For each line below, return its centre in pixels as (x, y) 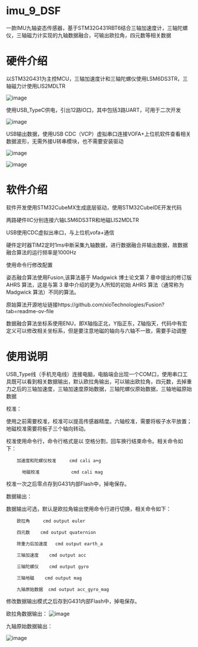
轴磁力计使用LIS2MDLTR (36, 86)
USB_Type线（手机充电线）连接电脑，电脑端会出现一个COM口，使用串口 (94, 374)
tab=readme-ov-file (30, 311)
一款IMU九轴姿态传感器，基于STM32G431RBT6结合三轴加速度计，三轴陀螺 (97, 28)
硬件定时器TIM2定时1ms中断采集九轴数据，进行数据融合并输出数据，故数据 (97, 245)
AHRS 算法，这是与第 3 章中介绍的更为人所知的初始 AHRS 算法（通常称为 (95, 284)
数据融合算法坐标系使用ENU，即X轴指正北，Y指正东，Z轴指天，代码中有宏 (97, 323)
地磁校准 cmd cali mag (62, 472)
